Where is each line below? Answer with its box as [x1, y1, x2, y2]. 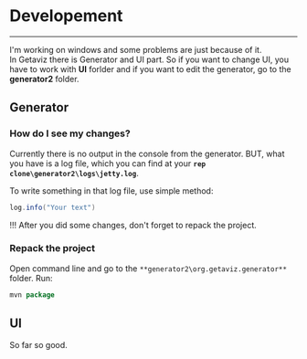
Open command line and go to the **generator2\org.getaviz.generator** [9, 262, 288, 274]
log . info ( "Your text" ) [9, 203, 96, 212]
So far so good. [9, 340, 69, 351]
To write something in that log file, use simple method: [9, 185, 214, 196]
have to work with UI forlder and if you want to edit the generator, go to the [9, 63, 291, 74]
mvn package [9, 290, 55, 300]
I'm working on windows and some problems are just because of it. [9, 44, 262, 55]
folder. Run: [9, 272, 53, 283]
